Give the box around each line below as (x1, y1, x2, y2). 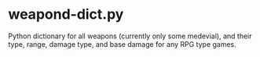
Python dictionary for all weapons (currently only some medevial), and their (8, 31, 253, 41)
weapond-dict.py (8, 5, 124, 23)
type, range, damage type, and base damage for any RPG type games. (8, 39, 237, 48)
